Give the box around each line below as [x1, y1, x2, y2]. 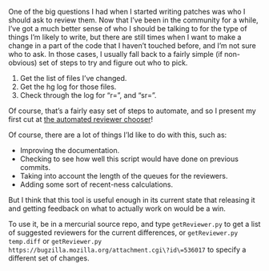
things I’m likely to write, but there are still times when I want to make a [8, 32, 242, 42]
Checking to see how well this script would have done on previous [19, 154, 239, 164]
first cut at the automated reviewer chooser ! [8, 115, 154, 123]
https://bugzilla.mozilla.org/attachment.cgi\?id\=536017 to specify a [8, 245, 247, 254]
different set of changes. [8, 253, 90, 263]
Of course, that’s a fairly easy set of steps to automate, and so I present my [8, 106, 256, 115]
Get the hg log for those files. [19, 82, 117, 91]
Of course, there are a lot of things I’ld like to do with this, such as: [8, 130, 227, 140]
